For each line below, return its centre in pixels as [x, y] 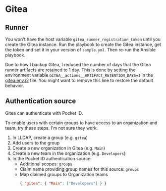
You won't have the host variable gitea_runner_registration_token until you [83, 39]
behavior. [15, 86]
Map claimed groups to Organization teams [64, 174]
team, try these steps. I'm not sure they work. [52, 128]
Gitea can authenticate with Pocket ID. [44, 113]
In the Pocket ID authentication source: [52, 158]
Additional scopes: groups [46, 164]
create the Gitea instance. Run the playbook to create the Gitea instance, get [83, 45]
